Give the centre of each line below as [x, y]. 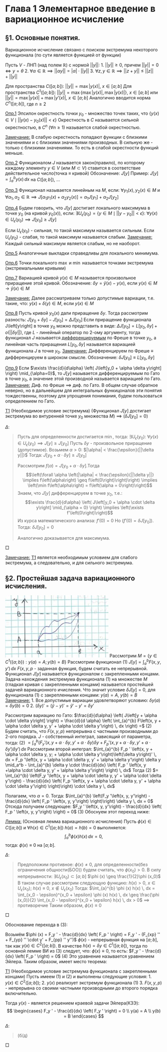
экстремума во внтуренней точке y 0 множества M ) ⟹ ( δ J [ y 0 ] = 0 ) [77, 416]
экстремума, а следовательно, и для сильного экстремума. [69, 563]
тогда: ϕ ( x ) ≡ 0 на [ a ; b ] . [30, 845]
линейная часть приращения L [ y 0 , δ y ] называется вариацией [70, 345]
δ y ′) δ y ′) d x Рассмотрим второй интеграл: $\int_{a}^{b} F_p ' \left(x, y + [79, 749]
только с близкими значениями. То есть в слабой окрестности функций [82, 147]
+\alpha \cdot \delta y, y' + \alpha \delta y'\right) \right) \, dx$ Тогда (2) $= [82, 770]
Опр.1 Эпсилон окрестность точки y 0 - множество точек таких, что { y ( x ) [82, 114]
